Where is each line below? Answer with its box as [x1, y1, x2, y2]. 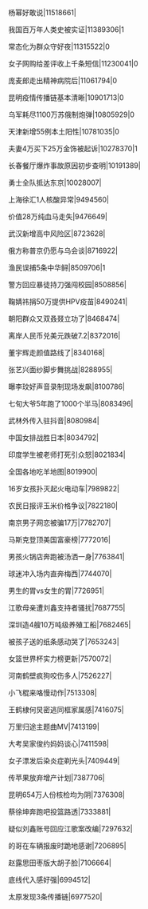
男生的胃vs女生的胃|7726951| [8, 586, 105, 595]
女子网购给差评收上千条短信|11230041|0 [8, 59, 138, 68]
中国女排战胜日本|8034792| [8, 433, 99, 442]
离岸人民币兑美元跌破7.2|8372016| [8, 331, 121, 340]
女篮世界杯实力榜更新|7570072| [8, 654, 111, 663]
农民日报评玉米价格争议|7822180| [8, 501, 118, 511]
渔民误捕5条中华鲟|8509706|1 [8, 263, 106, 272]
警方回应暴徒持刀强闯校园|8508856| [8, 280, 127, 289]
